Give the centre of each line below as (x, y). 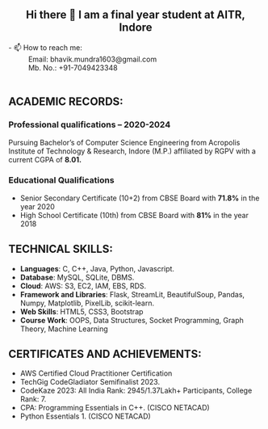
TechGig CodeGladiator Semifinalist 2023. (90, 382)
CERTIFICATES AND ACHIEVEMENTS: (105, 354)
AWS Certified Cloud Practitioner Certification (96, 373)
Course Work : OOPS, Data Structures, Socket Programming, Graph (132, 320)
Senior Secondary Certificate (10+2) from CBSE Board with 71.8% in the (140, 198)
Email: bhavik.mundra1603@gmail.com (92, 59)
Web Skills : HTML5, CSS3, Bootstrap (82, 311)
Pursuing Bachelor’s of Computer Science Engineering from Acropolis (124, 142)
